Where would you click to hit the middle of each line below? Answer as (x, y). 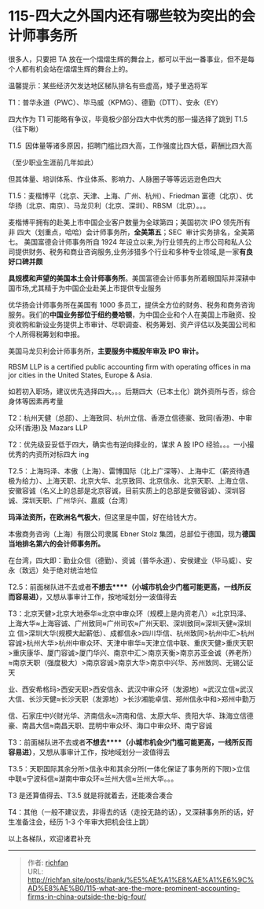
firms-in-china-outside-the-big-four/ (87, 896)
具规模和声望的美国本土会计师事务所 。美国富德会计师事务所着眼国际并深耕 (128, 278)
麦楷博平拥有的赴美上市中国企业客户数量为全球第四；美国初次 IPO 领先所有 (130, 222)
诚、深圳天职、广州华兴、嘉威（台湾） (70, 500)
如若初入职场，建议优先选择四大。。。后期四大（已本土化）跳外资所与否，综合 (132, 391)
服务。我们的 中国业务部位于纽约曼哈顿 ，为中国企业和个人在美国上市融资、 (128, 315)
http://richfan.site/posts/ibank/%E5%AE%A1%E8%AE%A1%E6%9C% (141, 880)
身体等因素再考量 (36, 401)
